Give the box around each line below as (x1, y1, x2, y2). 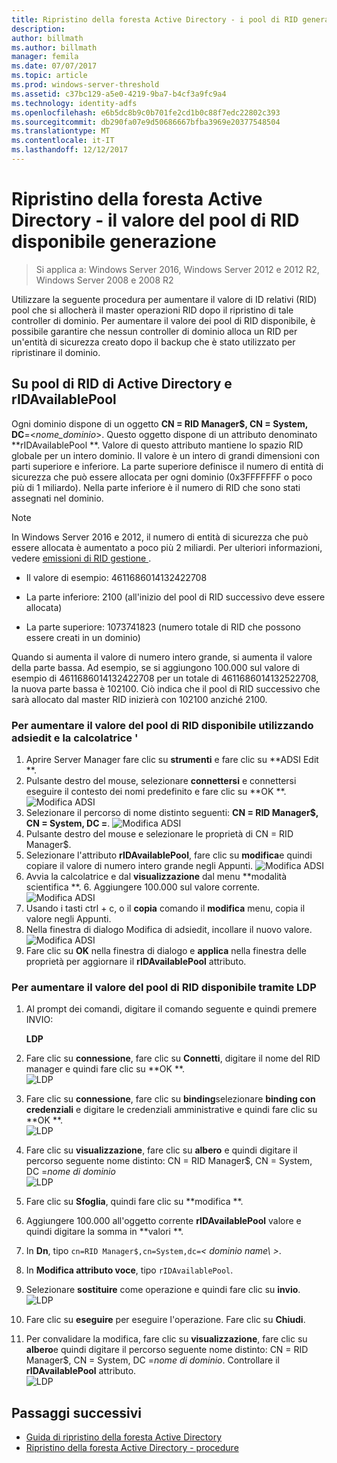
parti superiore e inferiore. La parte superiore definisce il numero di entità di (11, 460, 324, 472)
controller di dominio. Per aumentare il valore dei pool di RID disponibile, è (11, 314, 316, 326)
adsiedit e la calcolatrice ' (11, 731, 139, 745)
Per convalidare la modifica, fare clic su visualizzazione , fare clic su (25, 1333, 308, 1345)
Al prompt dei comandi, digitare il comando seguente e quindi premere (25, 1003, 318, 1015)
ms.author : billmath (11, 42, 98, 53)
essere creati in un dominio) (25, 631, 141, 643)
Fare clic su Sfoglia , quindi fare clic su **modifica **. (25, 1196, 244, 1208)
